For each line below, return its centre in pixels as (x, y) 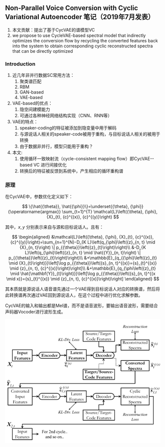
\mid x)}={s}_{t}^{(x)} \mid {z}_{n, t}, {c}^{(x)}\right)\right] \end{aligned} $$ (83, 279)
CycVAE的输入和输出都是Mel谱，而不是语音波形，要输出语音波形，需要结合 (82, 306)
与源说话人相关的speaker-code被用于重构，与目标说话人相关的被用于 (90, 134)
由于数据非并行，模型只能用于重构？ (56, 146)
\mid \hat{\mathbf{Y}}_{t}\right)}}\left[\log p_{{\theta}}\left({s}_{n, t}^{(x (83, 274)
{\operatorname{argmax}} (34, 212)
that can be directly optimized (42, 51)
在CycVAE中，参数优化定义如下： (39, 197)
